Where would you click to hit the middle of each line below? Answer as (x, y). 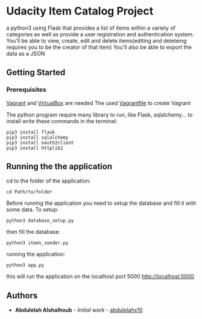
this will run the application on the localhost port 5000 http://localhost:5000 (100, 277)
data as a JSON (26, 53)
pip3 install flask (31, 132)
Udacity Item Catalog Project (80, 11)
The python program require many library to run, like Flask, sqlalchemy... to (99, 114)
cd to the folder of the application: (49, 181)
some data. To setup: (33, 210)
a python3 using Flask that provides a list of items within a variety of (91, 28)
